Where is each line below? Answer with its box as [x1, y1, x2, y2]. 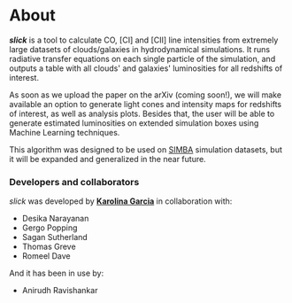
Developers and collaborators [9, 175, 140, 188]
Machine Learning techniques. [9, 127, 120, 137]
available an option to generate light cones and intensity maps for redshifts [9, 98, 281, 109]
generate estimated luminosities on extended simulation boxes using [9, 117, 259, 128]
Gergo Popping [21, 222, 78, 233]
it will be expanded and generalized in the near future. [9, 153, 206, 164]
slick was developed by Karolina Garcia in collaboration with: [9, 196, 233, 206]
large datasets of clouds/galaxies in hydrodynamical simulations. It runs [9, 43, 271, 54]
